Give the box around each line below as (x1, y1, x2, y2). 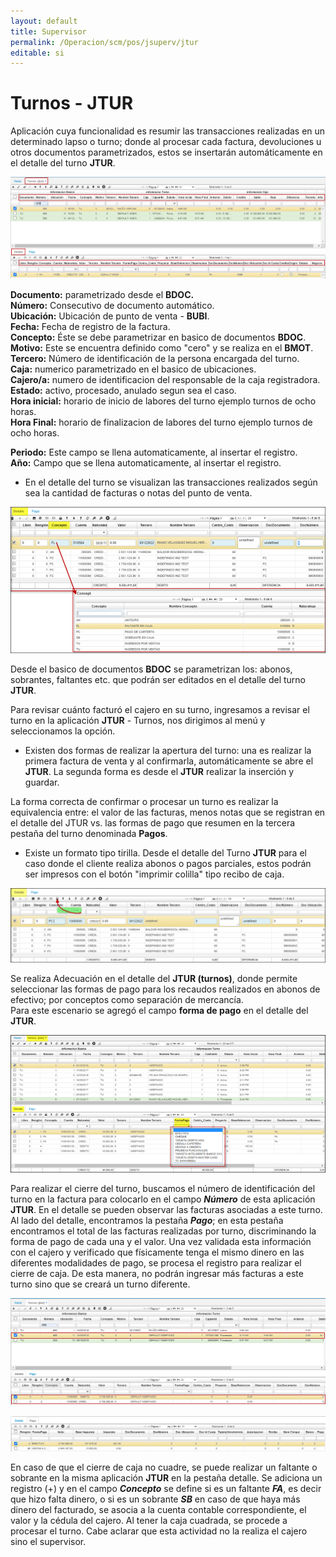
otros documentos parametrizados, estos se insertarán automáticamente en (10, 146, 323, 159)
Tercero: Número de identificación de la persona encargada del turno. (10, 352, 300, 364)
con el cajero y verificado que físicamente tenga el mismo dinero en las (10, 1246, 305, 1259)
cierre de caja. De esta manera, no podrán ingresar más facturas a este (10, 1268, 304, 1280)
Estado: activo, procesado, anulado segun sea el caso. (10, 384, 237, 396)
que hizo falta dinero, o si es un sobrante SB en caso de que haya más (10, 1493, 301, 1505)
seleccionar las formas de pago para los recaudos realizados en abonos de (10, 983, 321, 995)
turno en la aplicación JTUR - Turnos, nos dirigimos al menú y (10, 714, 266, 726)
